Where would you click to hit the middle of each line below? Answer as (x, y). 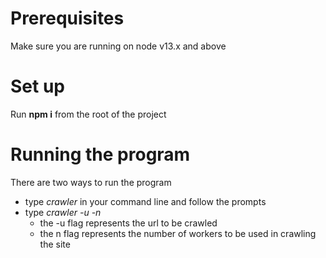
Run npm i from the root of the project (88, 114)
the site (55, 244)
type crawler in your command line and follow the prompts (145, 201)
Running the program (100, 154)
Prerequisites (67, 18)
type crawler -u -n (63, 212)
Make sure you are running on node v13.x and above (118, 46)
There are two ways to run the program (91, 182)
